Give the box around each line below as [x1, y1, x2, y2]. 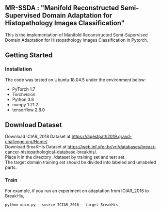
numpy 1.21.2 [12, 101, 39, 107]
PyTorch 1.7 [12, 86, 35, 92]
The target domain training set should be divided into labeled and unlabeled [5, 160, 156, 165]
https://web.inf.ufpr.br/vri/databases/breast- [67, 144, 156, 150]
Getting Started [5, 51, 53, 60]
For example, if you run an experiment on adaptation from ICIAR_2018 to [5, 188, 149, 194]
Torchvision [12, 91, 35, 97]
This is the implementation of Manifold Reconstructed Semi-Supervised [5, 32, 148, 38]
